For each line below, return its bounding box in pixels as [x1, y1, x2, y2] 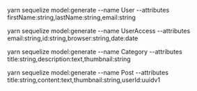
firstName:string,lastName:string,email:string [7, 13, 136, 22]
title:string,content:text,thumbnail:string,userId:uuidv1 [7, 76, 161, 84]
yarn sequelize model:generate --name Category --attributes [7, 48, 182, 56]
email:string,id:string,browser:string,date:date [7, 34, 139, 42]
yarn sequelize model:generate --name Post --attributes [7, 69, 169, 76]
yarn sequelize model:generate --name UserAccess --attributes [7, 27, 191, 35]
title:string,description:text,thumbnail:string [7, 55, 131, 63]
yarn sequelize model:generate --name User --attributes [7, 6, 170, 14]
